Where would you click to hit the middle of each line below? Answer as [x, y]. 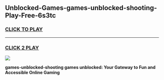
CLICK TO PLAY [24, 30]
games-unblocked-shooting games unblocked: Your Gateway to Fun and [80, 67]
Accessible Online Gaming [32, 72]
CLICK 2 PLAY [22, 48]
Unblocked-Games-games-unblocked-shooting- [81, 8]
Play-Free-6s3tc [31, 16]
